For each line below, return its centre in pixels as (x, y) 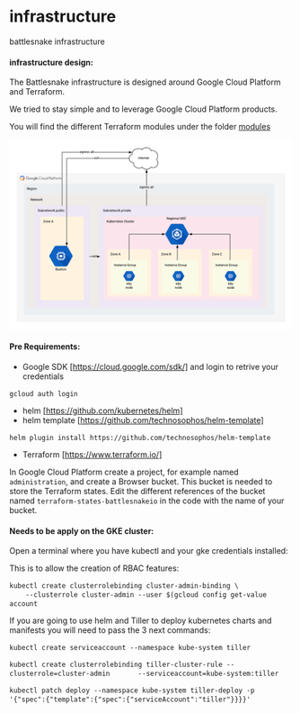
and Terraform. (37, 92)
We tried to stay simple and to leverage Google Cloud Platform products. (144, 109)
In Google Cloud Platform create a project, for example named (124, 472)
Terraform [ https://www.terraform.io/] (92, 454)
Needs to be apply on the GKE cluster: (82, 531)
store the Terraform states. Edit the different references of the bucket (137, 491)
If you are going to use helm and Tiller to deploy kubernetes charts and (141, 621)
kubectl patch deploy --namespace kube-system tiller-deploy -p (132, 690)
